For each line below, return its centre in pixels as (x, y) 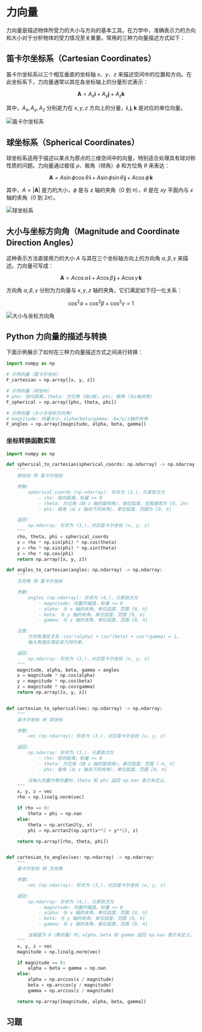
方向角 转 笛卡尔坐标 (40, 581)
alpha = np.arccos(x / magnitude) (71, 980)
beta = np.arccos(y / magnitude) (70, 985)
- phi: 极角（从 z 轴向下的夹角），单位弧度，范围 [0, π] (103, 769)
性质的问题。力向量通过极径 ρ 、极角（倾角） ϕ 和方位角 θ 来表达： (88, 166)
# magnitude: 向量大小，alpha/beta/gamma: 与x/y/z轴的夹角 (77, 419)
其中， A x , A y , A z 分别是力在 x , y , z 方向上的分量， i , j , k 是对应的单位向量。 (96, 108)
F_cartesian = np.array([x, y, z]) (51, 380)
